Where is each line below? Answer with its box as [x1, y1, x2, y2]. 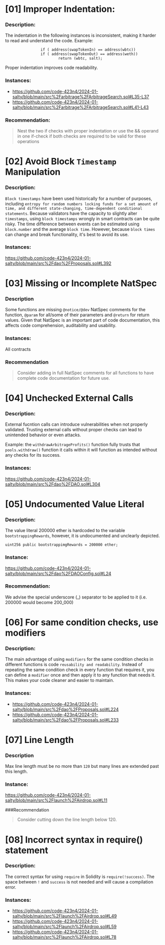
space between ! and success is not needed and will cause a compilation [5, 878, 154, 884]
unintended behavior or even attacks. [5, 432, 82, 438]
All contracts [5, 346, 31, 352]
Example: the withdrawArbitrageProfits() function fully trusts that [5, 442, 140, 448]
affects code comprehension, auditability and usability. [5, 323, 117, 329]
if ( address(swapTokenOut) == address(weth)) [40, 52, 138, 57]
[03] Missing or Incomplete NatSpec [5, 278, 157, 289]
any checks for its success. [5, 452, 61, 458]
